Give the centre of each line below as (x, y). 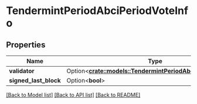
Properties (26, 45)
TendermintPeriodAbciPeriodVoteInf (97, 11)
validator (22, 71)
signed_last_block (35, 80)
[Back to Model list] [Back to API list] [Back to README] (73, 95)
